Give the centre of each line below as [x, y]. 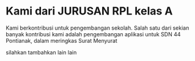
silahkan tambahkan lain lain [41, 52]
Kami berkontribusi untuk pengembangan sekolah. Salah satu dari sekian [97, 28]
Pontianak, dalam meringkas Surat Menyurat [61, 40]
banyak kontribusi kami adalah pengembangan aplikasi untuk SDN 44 [93, 34]
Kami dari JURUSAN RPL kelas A [89, 11]
